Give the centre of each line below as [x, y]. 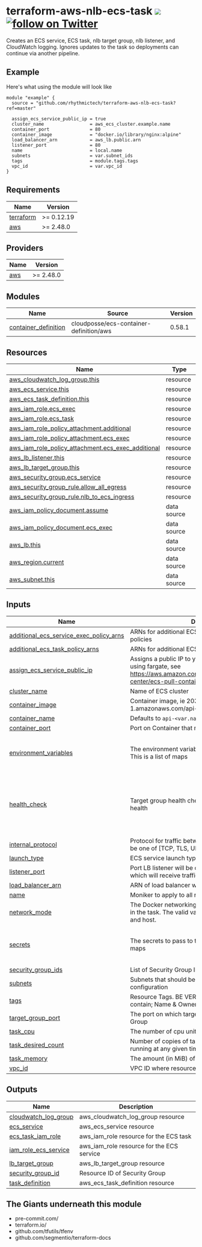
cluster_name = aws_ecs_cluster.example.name [91, 124]
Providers [25, 248]
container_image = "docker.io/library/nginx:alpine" [96, 134]
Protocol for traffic [156, 840]
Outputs [22, 1090]
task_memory [29, 1058]
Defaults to [145, 718]
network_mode [31, 912]
